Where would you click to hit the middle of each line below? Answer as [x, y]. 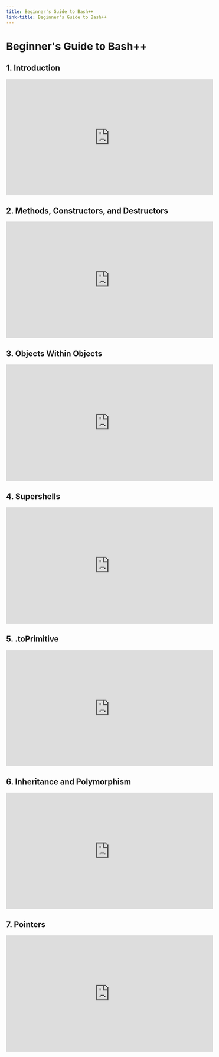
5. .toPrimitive [32, 639]
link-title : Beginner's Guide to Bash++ [57, 17]
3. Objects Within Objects [54, 353]
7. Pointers [26, 924]
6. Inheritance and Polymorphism [69, 782]
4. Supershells [33, 496]
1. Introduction [33, 68]
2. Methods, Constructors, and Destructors [87, 211]
